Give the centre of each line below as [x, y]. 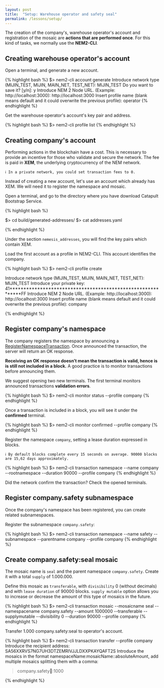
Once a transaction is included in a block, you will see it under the [71, 410]
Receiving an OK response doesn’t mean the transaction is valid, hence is [81, 360]
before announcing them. [31, 371]
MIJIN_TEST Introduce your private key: [45, 283]
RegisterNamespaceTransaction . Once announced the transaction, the [76, 346]
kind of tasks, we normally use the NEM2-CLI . [52, 43]
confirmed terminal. [25, 415]
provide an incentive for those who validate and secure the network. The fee [82, 157]
